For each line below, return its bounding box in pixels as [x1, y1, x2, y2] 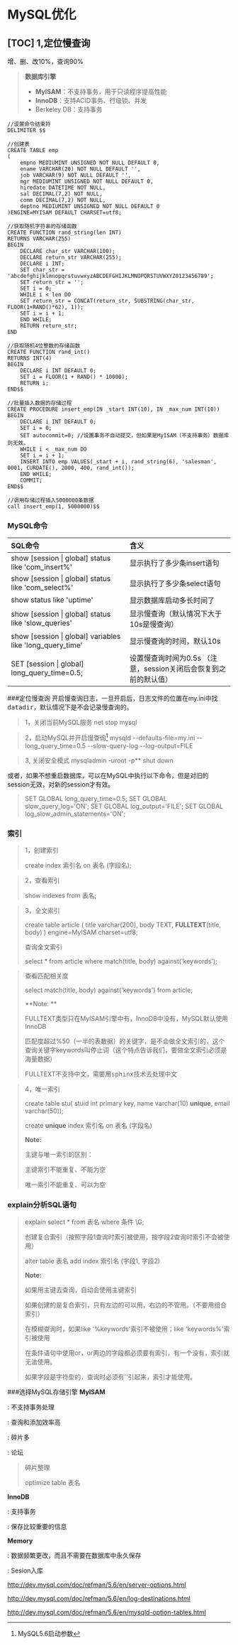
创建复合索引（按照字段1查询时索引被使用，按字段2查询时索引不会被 [24, 1232, 225, 1241]
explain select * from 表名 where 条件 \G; [24, 1217, 144, 1226]
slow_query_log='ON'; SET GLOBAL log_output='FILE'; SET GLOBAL [24, 802, 224, 810]
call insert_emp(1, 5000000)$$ [7, 503, 100, 510]
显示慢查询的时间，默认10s [129, 637, 221, 647]
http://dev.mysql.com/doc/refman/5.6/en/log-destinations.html [7, 1594, 191, 1602]
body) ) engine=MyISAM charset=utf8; [24, 928, 138, 937]
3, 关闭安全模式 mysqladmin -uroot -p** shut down [24, 756, 174, 765]
